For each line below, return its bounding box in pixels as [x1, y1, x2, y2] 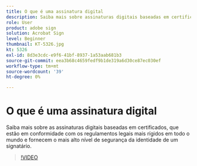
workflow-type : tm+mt [6, 63, 59, 69]
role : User [6, 19, 33, 25]
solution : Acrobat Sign [6, 31, 64, 36]
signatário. [6, 143, 32, 150]
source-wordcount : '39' [6, 69, 64, 74]
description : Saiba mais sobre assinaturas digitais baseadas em [6, 14, 169, 20]
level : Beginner [6, 36, 46, 42]
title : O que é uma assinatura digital [6, 8, 104, 15]
